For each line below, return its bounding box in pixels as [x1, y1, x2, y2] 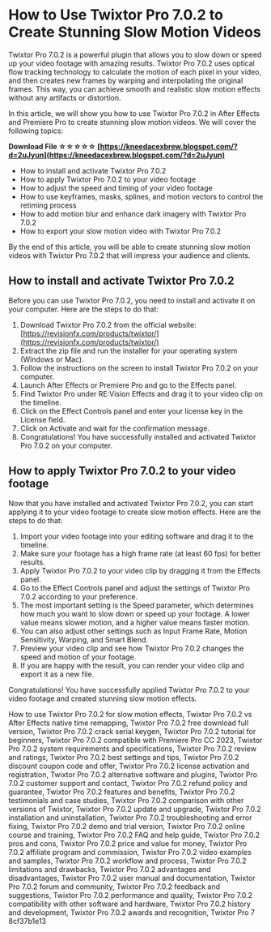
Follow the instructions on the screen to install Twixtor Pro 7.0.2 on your [19, 363, 259, 372]
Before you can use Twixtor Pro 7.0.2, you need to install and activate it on [8, 295, 256, 305]
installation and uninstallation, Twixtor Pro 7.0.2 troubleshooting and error [8, 813, 252, 822]
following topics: [8, 126, 63, 135]
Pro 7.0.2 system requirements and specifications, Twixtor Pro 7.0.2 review [8, 744, 257, 754]
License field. [19, 414, 66, 424]
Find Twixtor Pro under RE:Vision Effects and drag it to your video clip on [19, 389, 263, 398]
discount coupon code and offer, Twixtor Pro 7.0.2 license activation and [8, 761, 250, 771]
